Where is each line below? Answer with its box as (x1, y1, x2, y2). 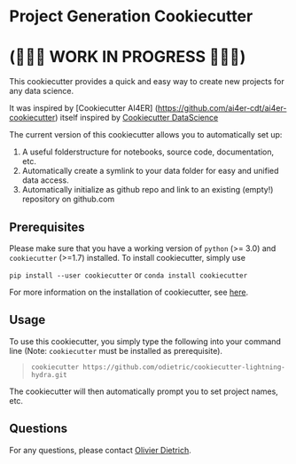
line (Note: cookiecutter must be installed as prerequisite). (9, 345, 223, 356)
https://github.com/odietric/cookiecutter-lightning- (82, 362, 285, 372)
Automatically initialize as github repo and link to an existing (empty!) (21, 185, 274, 195)
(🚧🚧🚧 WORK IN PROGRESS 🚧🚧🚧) (9, 47, 246, 67)
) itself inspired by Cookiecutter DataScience (54, 113, 219, 123)
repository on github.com (21, 193, 115, 205)
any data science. (9, 86, 74, 97)
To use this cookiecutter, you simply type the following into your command (9, 335, 282, 347)
